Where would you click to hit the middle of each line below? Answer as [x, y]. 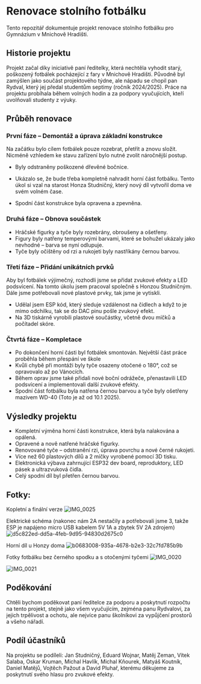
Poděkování [29, 588]
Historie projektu [39, 53]
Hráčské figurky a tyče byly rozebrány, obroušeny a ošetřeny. [91, 232]
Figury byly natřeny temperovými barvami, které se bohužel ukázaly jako [105, 238]
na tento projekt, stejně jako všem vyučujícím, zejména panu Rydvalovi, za [98, 609]
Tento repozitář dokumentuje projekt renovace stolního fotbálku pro [90, 28]
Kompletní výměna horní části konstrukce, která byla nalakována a [97, 431]
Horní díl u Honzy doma [36, 545]
